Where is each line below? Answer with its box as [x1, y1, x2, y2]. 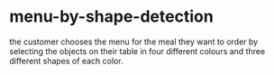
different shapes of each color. [9, 55, 123, 66]
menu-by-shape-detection [9, 6, 214, 27]
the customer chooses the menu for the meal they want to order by [9, 36, 259, 47]
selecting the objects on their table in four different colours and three [9, 45, 266, 56]
